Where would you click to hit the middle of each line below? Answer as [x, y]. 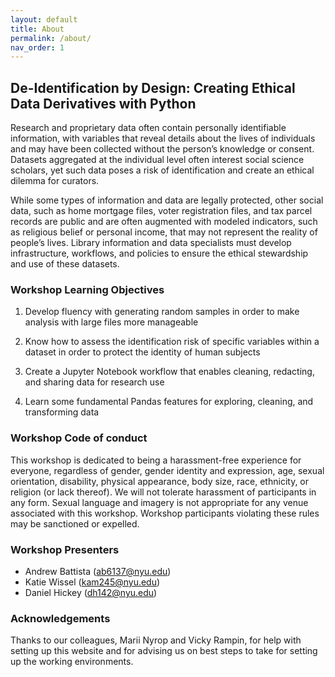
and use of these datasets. [65, 264]
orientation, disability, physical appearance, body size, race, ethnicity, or [160, 481]
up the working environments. [72, 662]
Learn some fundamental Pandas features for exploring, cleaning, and [169, 402]
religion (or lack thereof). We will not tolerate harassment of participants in [163, 492]
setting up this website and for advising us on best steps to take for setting [164, 651]
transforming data [62, 412]
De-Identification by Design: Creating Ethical [153, 87]
